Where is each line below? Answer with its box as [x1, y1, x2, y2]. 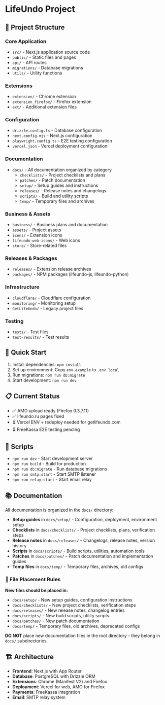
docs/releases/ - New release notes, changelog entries [12, 607, 125, 613]
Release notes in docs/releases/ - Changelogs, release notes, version [12, 537, 155, 543]
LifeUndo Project [5, 3, 75, 15]
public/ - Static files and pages [12, 54, 76, 60]
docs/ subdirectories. [5, 637, 48, 644]
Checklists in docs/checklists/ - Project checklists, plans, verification [12, 527, 155, 533]
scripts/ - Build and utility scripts [19, 193, 88, 199]
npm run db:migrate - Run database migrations [12, 466, 107, 472]
